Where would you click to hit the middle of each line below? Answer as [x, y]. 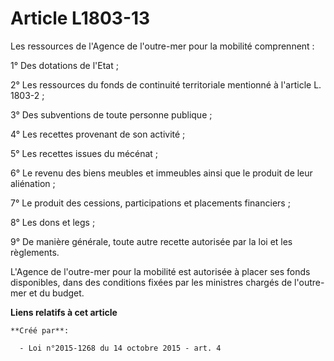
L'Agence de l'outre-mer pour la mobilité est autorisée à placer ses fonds [160, 271]
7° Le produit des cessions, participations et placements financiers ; [150, 203]
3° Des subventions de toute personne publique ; [111, 114]
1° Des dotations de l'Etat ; [64, 65]
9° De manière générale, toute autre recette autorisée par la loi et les [151, 241]
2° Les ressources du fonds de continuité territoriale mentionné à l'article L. [166, 84]
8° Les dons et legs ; [53, 222]
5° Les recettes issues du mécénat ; [84, 153]
